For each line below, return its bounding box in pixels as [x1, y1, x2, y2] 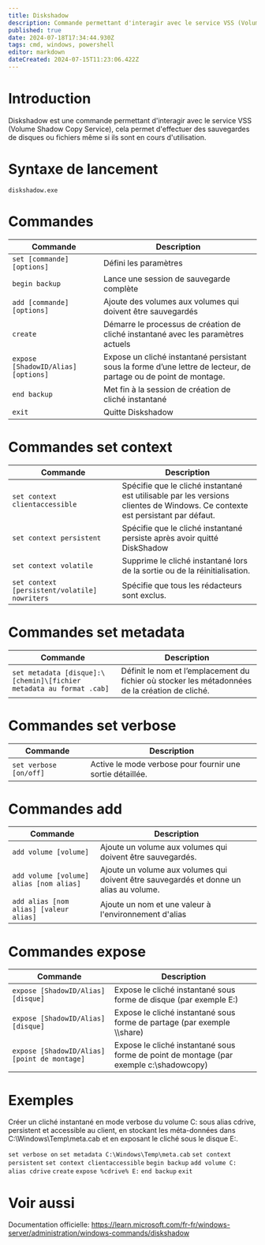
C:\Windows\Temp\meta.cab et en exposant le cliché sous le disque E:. [8, 1134, 238, 1144]
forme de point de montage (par [114, 1050, 233, 1061]
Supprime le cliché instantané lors [121, 555, 248, 566]
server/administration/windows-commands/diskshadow [8, 1228, 190, 1238]
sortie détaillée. [90, 768, 147, 779]
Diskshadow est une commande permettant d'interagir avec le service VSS [8, 115, 252, 125]
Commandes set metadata [8, 623, 185, 641]
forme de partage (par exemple [114, 1017, 230, 1028]
